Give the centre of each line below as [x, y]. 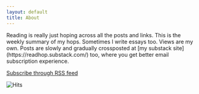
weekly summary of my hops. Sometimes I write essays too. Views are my [100, 42]
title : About [23, 18]
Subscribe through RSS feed [42, 73]
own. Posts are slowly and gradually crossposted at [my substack [89, 48]
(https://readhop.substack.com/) [47, 54]
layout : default [27, 12]
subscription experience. [38, 61]
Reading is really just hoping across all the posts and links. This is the [94, 35]
